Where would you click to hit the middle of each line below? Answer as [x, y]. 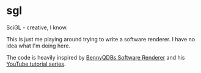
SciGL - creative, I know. [37, 27]
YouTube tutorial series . [36, 64]
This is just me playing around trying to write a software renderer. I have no [101, 39]
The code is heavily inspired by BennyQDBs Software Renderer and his [96, 57]
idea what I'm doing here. [38, 46]
